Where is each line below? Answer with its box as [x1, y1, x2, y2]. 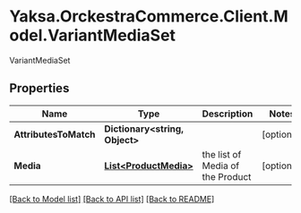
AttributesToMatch [13, 128, 96, 141]
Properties [9, 81, 70, 96]
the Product [202, 170, 252, 183]
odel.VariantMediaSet [9, 25, 176, 46]
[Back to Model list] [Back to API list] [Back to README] [9, 193, 215, 204]
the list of [202, 148, 242, 160]
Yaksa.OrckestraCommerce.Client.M [9, 6, 288, 27]
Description [202, 107, 254, 120]
